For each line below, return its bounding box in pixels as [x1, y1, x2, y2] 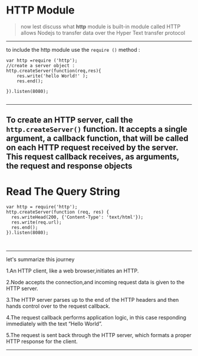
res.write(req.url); [11, 219, 62, 225]
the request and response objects [6, 161, 133, 171]
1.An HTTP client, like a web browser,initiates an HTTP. [6, 267, 139, 274]
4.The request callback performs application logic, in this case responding [6, 314, 187, 321]
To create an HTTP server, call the [6, 115, 133, 125]
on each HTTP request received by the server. [6, 142, 179, 153]
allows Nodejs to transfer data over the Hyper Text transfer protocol [20, 29, 186, 36]
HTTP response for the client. [6, 338, 78, 345]
